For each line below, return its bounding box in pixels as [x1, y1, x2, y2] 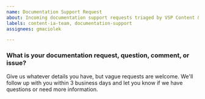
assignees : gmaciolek [6, 26, 62, 32]
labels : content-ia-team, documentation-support [6, 20, 132, 26]
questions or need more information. [6, 86, 98, 93]
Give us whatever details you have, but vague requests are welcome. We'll [6, 72, 193, 80]
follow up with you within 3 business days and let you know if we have [6, 79, 183, 86]
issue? [6, 59, 26, 67]
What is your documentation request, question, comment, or [6, 51, 190, 60]
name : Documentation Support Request [6, 9, 103, 15]
